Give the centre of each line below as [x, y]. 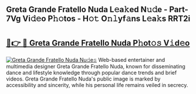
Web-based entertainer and [132, 60]
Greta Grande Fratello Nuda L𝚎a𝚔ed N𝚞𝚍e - [87, 10]
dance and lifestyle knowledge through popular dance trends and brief [92, 73]
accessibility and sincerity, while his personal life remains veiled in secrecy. [97, 85]
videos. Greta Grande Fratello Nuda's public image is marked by [83, 79]
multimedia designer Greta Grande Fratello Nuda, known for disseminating [96, 66]
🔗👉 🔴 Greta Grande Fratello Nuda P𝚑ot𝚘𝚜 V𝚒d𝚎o [98, 43]
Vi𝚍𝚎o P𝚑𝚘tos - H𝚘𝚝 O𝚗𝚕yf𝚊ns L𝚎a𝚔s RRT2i [107, 19]
